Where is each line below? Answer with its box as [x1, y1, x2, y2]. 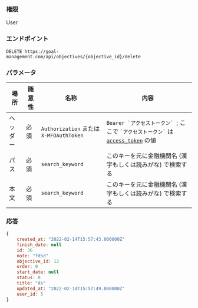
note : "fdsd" [16, 253, 49, 259]
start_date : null [16, 269, 60, 275]
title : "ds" [16, 280, 46, 286]
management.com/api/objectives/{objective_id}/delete [6, 54, 141, 59]
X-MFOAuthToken [41, 132, 84, 139]
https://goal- [24, 48, 60, 54]
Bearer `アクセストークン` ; [106, 118, 179, 127]
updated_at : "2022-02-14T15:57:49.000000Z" [16, 286, 126, 292]
